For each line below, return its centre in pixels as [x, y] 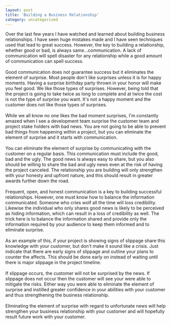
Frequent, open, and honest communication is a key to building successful [83, 192]
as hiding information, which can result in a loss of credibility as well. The [82, 213]
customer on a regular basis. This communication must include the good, [82, 154]
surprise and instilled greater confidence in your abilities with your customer [86, 290]
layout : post [19, 10]
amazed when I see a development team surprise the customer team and [82, 121]
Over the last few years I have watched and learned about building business [85, 34]
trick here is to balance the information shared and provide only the [76, 219]
